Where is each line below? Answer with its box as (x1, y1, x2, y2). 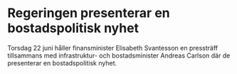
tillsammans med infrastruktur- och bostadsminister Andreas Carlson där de (7, 51, 231, 60)
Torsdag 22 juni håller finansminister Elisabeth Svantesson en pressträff (7, 43, 218, 52)
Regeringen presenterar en (7, 5, 170, 21)
